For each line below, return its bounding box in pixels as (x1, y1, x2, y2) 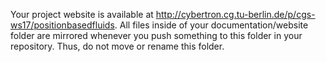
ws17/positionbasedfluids (10, 19, 115, 31)
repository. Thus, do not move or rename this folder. (10, 40, 225, 52)
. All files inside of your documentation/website (114, 19, 309, 31)
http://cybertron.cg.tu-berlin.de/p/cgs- (155, 9, 316, 20)
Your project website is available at (10, 9, 154, 20)
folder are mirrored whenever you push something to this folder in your (10, 30, 303, 41)
